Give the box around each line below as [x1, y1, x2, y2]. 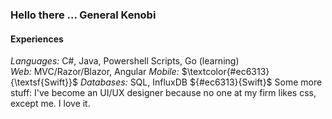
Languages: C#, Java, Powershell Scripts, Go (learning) [10, 55, 240, 67]
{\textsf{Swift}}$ [10, 76, 78, 88]
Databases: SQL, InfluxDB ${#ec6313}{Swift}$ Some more [79, 76, 323, 88]
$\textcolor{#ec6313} [181, 66, 270, 78]
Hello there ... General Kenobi [10, 8, 157, 22]
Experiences [10, 33, 64, 45]
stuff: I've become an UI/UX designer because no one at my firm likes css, [10, 87, 317, 99]
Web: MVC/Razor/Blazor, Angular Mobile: [10, 66, 180, 78]
